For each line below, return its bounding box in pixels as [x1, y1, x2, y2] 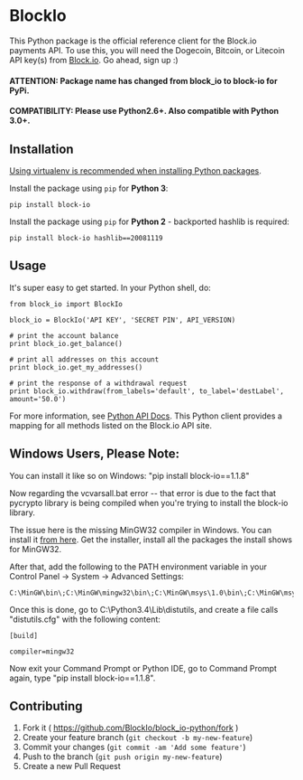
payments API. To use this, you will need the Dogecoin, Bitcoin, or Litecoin [9, 44, 286, 55]
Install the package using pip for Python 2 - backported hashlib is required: [9, 216, 290, 227]
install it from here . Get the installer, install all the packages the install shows [9, 534, 293, 545]
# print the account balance [9, 331, 119, 340]
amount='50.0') [9, 394, 67, 403]
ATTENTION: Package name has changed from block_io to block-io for [9, 75, 278, 86]
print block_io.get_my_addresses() [9, 362, 143, 371]
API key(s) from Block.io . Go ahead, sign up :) [9, 54, 179, 65]
